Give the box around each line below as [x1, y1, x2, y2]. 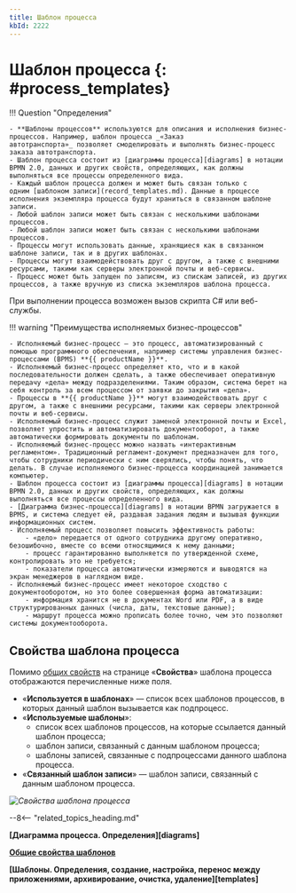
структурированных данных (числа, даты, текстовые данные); [9, 604, 237, 612]
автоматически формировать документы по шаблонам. [9, 432, 200, 442]
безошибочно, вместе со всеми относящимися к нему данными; [9, 541, 237, 550]
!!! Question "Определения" [9, 107, 113, 118]
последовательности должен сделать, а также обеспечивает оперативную [9, 370, 276, 380]
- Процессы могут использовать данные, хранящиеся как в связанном [9, 241, 264, 250]
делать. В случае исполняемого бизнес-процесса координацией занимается [9, 463, 284, 473]
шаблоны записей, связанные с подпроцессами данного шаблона [35, 750, 287, 761]
